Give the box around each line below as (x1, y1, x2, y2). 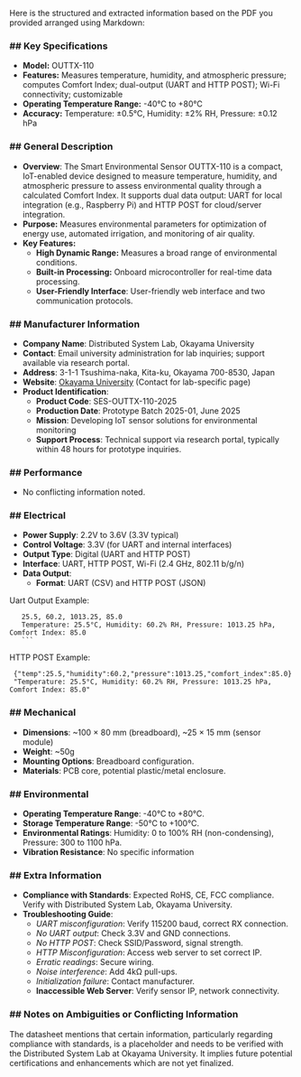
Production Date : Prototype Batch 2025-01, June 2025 (35, 405, 241, 416)
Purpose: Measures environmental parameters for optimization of (22, 218, 268, 229)
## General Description (9, 140, 114, 153)
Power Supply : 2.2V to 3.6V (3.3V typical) (22, 530, 179, 541)
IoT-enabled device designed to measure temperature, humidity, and (22, 171, 278, 181)
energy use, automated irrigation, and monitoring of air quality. (22, 227, 255, 238)
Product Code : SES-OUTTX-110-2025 (35, 395, 178, 406)
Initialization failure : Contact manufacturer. (35, 976, 196, 987)
